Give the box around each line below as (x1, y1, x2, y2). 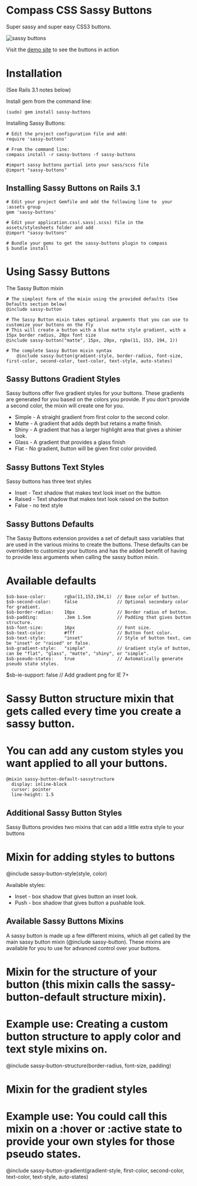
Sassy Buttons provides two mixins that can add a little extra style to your (6, 823, 185, 830)
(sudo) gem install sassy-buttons (6, 109, 91, 115)
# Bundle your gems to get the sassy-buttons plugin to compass (6, 240, 168, 246)
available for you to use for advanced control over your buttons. (6, 944, 161, 951)
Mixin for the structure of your (6, 965, 157, 979)
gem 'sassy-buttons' (6, 209, 57, 215)
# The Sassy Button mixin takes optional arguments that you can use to (6, 317, 189, 323)
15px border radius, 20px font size (6, 332, 96, 338)
